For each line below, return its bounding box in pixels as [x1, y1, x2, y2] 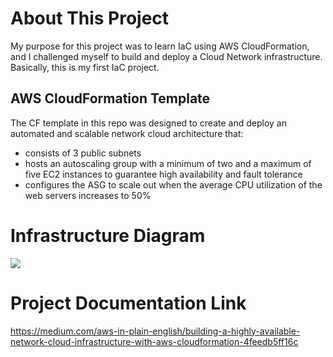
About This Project [10, 7, 170, 30]
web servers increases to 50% [24, 189, 152, 201]
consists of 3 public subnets [24, 147, 142, 159]
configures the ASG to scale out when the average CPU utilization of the [24, 178, 323, 191]
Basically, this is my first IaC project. [10, 61, 160, 73]
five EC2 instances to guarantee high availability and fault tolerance [24, 168, 303, 180]
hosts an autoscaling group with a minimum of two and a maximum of [24, 157, 312, 169]
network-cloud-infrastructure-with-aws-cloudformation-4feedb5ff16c [10, 335, 299, 347]
